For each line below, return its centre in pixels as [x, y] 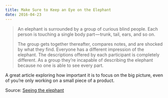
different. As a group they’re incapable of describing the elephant [85, 60]
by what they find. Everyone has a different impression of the [81, 49]
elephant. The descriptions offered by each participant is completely [89, 55]
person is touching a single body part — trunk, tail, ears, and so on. [86, 34]
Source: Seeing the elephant [35, 90]
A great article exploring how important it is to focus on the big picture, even [84, 75]
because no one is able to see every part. [61, 65]
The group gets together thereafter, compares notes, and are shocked [90, 44]
